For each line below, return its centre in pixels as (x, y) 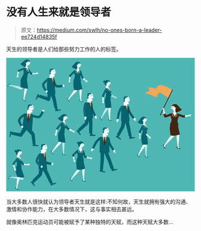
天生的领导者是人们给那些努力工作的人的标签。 (64, 49)
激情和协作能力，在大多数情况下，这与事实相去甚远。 (72, 209)
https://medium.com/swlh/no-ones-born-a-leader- (100, 30)
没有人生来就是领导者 (59, 12)
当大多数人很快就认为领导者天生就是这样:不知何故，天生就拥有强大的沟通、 (99, 202)
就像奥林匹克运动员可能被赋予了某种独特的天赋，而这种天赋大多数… (90, 221)
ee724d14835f (39, 37)
